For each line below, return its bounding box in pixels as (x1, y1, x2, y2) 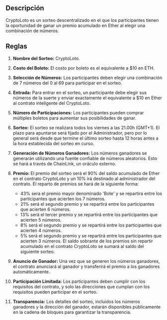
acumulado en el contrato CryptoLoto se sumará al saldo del (20, 243, 144, 249)
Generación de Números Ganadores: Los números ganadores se (12, 150, 147, 156)
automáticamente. (12, 268, 50, 275)
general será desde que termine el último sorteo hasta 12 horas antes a (12, 135, 159, 141)
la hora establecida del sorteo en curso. (12, 140, 94, 146)
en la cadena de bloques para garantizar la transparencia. (12, 309, 131, 315)
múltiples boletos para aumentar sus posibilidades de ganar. (12, 115, 136, 121)
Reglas (5, 42, 27, 51)
